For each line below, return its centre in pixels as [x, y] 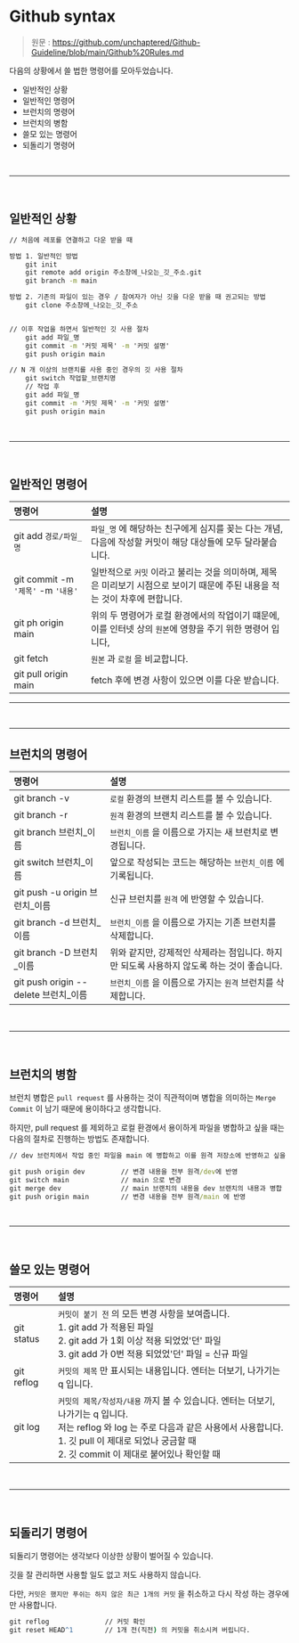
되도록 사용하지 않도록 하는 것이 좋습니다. [202, 966]
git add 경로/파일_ [48, 536]
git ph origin [39, 623]
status [27, 1339]
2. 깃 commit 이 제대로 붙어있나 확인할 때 [139, 1454]
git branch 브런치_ [50, 832]
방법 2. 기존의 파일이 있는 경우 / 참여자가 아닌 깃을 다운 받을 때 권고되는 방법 [137, 297]
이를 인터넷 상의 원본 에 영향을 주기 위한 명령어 [180, 629]
